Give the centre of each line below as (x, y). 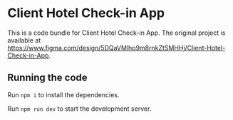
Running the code (47, 78)
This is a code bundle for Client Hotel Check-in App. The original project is (116, 33)
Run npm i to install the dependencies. (63, 94)
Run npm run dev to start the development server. (79, 109)
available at (24, 40)
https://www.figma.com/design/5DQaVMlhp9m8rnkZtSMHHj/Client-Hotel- (116, 48)
